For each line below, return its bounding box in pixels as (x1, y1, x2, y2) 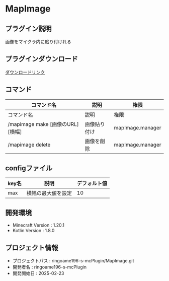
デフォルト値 (76, 180, 107, 187)
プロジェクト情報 (5, 243, 58, 252)
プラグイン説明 (5, 24, 52, 33)
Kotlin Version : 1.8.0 (12, 228, 55, 234)
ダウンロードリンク (5, 69, 45, 75)
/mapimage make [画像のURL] (8, 120, 79, 127)
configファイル (5, 164, 53, 173)
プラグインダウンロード (5, 55, 78, 63)
